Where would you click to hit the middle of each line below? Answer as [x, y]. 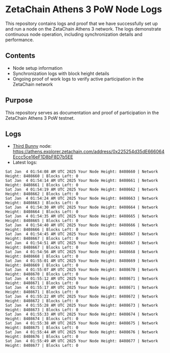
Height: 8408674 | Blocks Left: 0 [42, 319]
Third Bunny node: [32, 146]
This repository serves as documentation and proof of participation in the [82, 113]
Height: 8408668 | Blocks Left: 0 [42, 256]
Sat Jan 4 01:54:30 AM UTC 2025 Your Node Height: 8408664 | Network [82, 207]
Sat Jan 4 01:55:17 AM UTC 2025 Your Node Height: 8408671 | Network [82, 288]
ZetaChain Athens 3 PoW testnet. [40, 118]
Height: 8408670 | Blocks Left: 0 [42, 274]
